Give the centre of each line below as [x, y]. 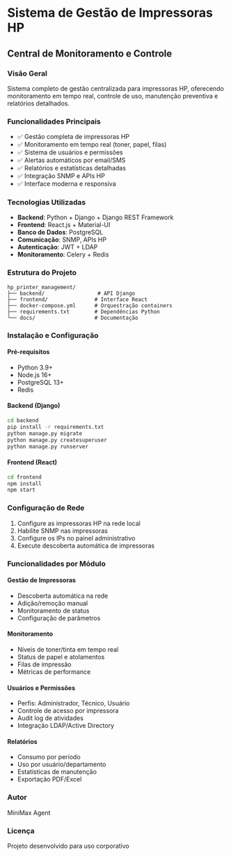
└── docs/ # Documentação [73, 318]
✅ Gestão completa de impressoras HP [73, 137]
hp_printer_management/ [42, 287]
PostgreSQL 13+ [40, 382]
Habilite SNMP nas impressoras [62, 530]
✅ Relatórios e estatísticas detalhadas [72, 168]
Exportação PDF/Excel [49, 779]
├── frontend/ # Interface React [78, 299]
